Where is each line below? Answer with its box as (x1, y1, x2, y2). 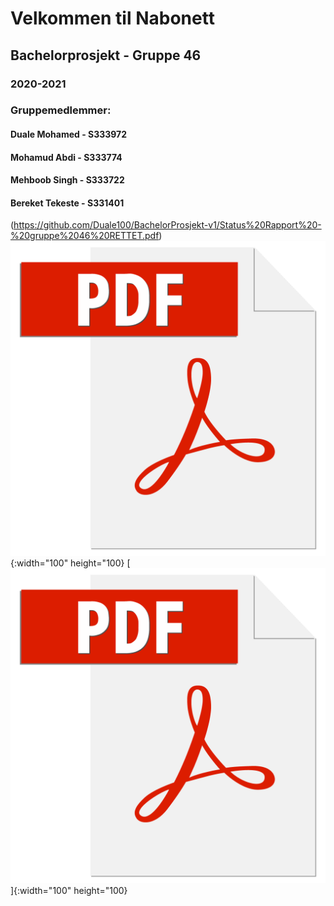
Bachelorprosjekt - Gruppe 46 (10, 47, 202, 64)
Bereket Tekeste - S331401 (10, 197, 125, 209)
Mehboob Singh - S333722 (10, 174, 125, 186)
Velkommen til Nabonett (10, 7, 215, 30)
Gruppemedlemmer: (10, 103, 112, 117)
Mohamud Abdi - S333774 (10, 151, 123, 163)
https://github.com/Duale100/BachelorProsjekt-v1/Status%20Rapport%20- (13, 219, 322, 231)
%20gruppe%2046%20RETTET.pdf (10, 230, 160, 242)
